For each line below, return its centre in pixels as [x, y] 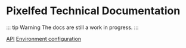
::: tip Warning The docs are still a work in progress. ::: [72, 27]
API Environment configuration [44, 39]
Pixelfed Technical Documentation [93, 11]
